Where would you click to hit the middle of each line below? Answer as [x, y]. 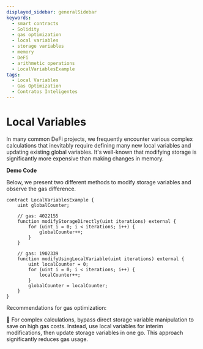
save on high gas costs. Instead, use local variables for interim [85, 326]
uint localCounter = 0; [58, 264]
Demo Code [22, 170]
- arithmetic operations [43, 63]
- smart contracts [35, 23]
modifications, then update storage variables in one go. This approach [95, 332]
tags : [13, 75]
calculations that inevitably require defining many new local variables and [99, 145]
